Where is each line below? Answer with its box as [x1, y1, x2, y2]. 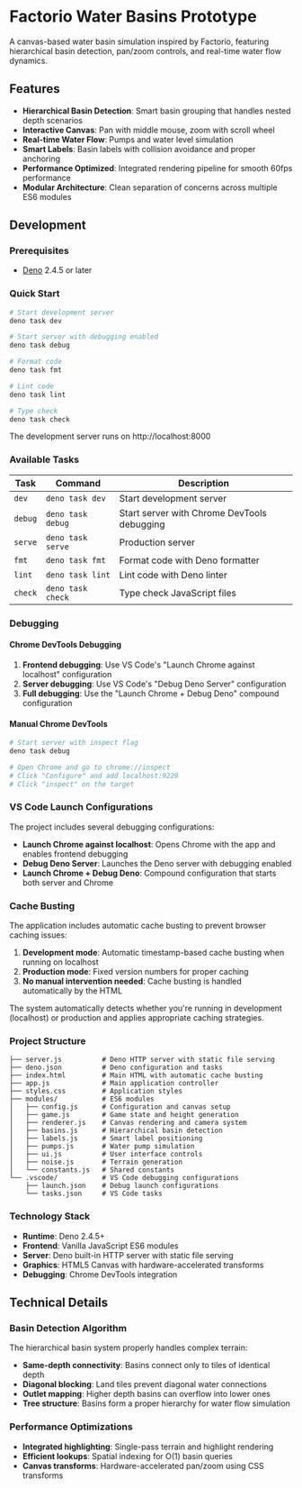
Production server [119, 536, 196, 549]
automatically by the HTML [22, 985, 123, 996]
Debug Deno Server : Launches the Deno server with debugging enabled [22, 857, 292, 868]
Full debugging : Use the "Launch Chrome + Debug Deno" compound [22, 687, 280, 699]
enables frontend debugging [22, 848, 129, 859]
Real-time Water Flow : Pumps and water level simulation [22, 133, 234, 145]
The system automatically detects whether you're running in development [9, 1003, 283, 1014]
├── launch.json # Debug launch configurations [25, 1182, 219, 1191]
